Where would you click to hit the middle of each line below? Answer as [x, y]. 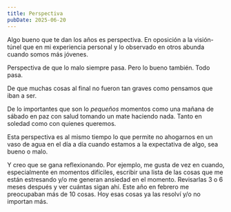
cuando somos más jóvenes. [48, 54]
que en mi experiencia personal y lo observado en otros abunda [114, 47]
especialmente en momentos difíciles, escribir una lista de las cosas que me [115, 172]
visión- [204, 39]
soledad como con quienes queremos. [62, 123]
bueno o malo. [28, 151]
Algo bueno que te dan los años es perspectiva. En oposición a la [100, 39]
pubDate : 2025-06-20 [37, 20]
